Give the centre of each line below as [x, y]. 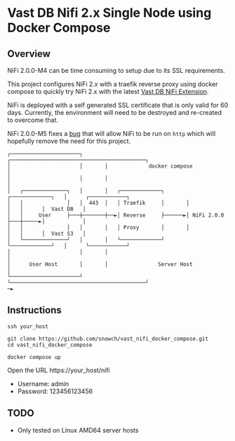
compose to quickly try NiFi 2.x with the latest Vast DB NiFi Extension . [108, 91]
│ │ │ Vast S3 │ [47, 233]
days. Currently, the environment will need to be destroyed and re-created [115, 113]
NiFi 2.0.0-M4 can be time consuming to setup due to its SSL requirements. [116, 70]
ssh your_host [28, 326]
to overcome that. [33, 120]
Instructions [34, 310]
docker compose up [34, 357]
